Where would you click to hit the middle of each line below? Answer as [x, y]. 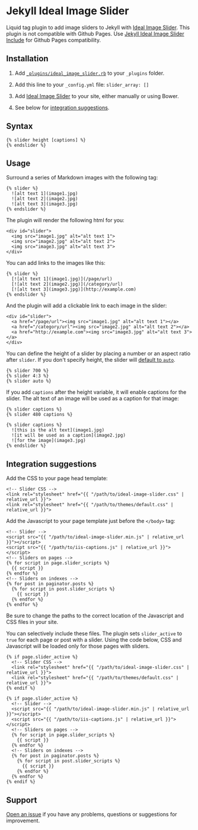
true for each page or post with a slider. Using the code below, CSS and [94, 640]
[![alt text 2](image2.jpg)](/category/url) [67, 284]
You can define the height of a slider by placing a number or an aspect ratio [98, 354]
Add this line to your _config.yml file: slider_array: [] [82, 84]
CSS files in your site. [32, 622]
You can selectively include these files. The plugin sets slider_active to [94, 633]
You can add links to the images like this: [56, 263]
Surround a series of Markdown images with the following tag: [82, 178]
